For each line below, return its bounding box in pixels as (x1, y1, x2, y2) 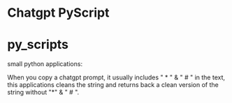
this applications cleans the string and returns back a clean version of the (7, 81, 219, 89)
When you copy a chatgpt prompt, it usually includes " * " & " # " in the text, (7, 73, 226, 81)
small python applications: (7, 60, 82, 68)
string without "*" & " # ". (7, 88, 80, 97)
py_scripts (7, 37, 68, 53)
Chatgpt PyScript (7, 5, 110, 21)
